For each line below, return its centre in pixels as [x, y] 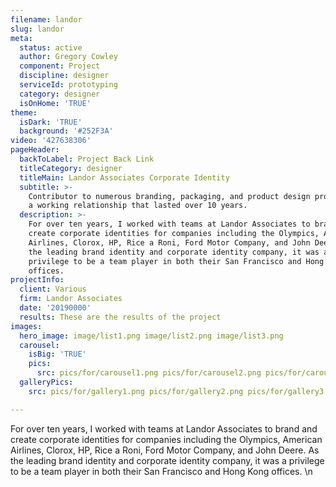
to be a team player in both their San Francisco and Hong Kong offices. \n [161, 471]
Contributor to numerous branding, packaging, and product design [169, 196]
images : [26, 326]
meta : [21, 38]
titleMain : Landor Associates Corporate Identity [124, 177]
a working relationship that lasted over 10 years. [138, 206]
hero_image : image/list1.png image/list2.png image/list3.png [151, 336]
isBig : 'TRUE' [57, 354]
